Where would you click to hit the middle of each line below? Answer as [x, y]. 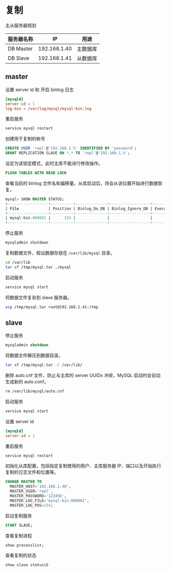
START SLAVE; [19, 525]
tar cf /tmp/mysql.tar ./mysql [38, 267]
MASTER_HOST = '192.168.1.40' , [40, 486]
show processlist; [25, 545]
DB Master [20, 49]
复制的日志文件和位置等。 [32, 472]
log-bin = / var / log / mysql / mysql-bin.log [49, 109]
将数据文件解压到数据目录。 [34, 355]
